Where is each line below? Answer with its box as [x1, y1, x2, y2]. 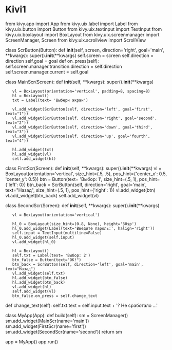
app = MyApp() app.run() [5, 338, 58, 345]
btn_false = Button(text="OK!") [12, 257, 82, 263]
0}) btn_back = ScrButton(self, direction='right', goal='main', [19, 181, 147, 188]
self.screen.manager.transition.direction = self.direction [5, 63, 122, 69]
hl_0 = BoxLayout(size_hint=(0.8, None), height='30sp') [12, 221, 137, 227]
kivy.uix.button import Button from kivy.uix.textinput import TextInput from [5, 26, 162, 32]
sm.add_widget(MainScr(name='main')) [5, 318, 89, 324]
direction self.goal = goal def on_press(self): [5, 58, 99, 64]
